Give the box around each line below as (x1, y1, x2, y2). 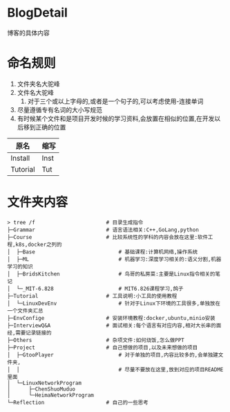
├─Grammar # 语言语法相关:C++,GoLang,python (7, 226, 199, 233)
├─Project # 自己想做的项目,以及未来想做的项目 (7, 344, 198, 351)
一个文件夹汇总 (7, 307, 44, 314)
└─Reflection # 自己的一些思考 (7, 399, 148, 406)
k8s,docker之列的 (15, 241, 62, 248)
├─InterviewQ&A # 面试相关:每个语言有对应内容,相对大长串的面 (7, 322, 222, 329)
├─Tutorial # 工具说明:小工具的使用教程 (7, 292, 178, 299)
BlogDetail (7, 5, 68, 21)
